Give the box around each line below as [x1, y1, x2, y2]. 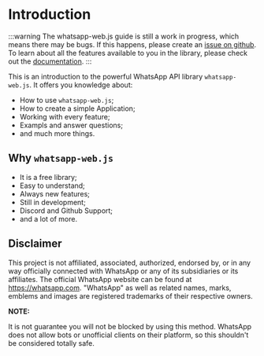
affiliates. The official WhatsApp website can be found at [8, 274, 192, 284]
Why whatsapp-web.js [8, 152, 114, 165]
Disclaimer [8, 237, 62, 251]
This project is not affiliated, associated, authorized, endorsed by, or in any [8, 258, 251, 267]
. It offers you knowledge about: [28, 80, 133, 90]
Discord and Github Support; [19, 206, 113, 215]
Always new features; [19, 189, 91, 198]
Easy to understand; [19, 181, 85, 190]
